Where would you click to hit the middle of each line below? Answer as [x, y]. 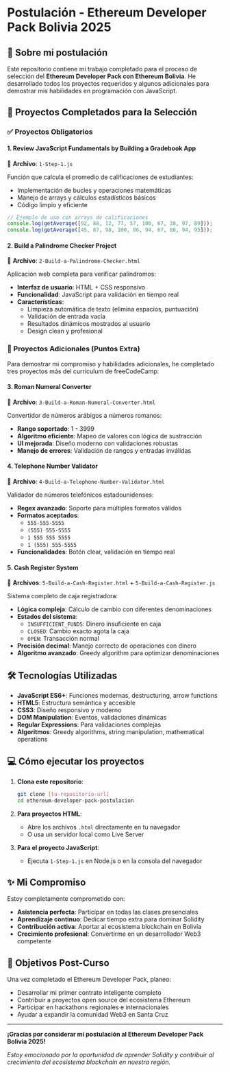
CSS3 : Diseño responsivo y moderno [69, 710]
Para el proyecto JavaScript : [58, 847]
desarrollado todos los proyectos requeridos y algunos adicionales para [108, 83]
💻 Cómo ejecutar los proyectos [76, 762]
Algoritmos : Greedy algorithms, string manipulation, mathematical [110, 732]
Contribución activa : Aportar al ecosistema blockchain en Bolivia [109, 927]
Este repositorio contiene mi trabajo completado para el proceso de [102, 69]
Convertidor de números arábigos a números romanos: [85, 415]
